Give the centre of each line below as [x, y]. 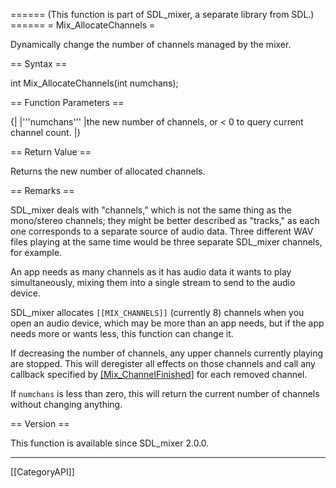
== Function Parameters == [67, 102]
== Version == [40, 423]
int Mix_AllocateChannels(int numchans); [94, 83]
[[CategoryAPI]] [42, 472]
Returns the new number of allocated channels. [108, 171]
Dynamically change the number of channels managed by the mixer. [151, 44]
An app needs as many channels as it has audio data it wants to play [151, 272]
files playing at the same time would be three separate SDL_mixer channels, [166, 242]
